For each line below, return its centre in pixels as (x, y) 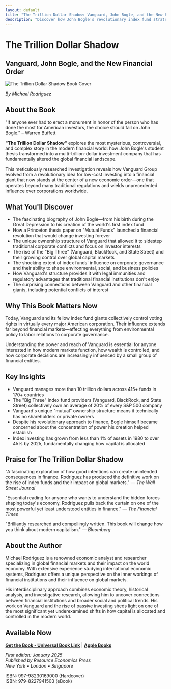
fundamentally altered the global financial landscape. (61, 159)
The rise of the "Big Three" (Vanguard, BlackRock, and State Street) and (88, 252)
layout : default (22, 10)
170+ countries (28, 395)
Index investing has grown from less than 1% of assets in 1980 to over (86, 438)
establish (22, 432)
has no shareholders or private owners (53, 416)
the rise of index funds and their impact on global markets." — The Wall (80, 483)
